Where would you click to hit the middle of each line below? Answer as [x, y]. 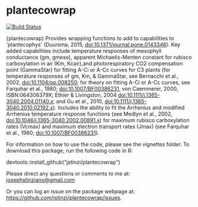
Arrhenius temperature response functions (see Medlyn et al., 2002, [90, 114]
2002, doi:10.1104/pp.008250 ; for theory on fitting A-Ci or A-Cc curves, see [98, 82]
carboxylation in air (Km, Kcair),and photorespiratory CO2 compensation [95, 63]
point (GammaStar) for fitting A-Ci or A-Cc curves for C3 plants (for [88, 69]
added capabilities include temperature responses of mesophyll [84, 50]
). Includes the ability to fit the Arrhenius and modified [119, 107]
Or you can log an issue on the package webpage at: [71, 191]
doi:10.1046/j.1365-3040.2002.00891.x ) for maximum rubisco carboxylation [98, 120]
